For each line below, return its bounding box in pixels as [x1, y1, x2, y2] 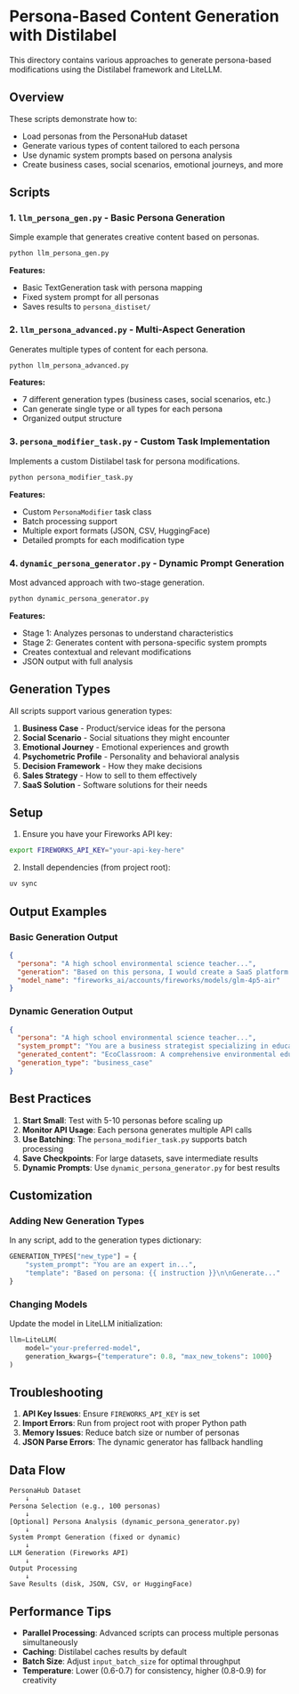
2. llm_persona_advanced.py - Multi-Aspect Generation [9, 323, 246, 336]
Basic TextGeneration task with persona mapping [21, 282, 203, 293]
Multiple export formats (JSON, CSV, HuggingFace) [21, 525, 211, 536]
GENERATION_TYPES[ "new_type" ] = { [9, 1252, 138, 1261]
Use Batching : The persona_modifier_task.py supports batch [21, 1133, 247, 1145]
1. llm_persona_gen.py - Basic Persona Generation [9, 212, 225, 224]
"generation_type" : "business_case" [17, 1058, 153, 1067]
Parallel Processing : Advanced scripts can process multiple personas [21, 1627, 279, 1639]
